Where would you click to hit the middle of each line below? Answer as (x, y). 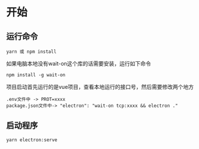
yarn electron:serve (32, 140)
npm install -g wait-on (36, 75)
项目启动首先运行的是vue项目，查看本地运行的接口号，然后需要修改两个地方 (100, 87)
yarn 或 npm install (31, 52)
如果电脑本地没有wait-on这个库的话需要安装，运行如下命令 (79, 63)
